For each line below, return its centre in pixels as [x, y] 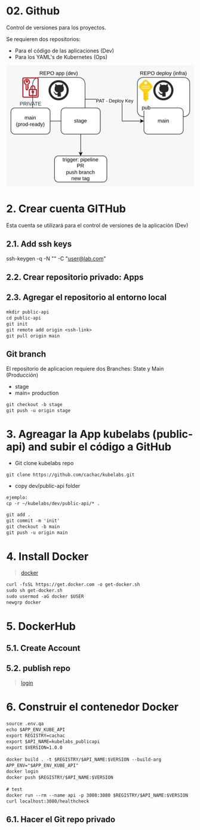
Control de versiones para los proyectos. [56, 27]
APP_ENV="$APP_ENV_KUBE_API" [42, 766]
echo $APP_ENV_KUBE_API [36, 730]
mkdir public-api [28, 312]
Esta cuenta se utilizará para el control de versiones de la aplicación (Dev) [97, 225]
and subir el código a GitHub [100, 447]
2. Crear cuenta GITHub [66, 209]
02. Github [33, 11]
